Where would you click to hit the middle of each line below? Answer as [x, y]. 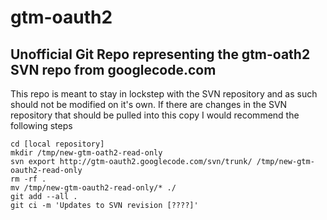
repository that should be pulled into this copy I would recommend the [155, 115]
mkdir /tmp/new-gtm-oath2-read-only [86, 153]
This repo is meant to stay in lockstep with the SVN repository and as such [164, 94]
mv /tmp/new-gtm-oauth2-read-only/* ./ [93, 188]
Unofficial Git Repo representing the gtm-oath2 [160, 54]
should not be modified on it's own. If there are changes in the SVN [149, 104]
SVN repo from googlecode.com [113, 69]
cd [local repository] [57, 144]
